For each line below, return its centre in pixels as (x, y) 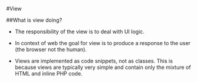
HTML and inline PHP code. (49, 73)
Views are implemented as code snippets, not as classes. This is (94, 61)
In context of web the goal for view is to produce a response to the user (103, 43)
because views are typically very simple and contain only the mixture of (103, 67)
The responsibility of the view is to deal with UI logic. (79, 31)
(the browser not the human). (51, 49)
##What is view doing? (34, 20)
